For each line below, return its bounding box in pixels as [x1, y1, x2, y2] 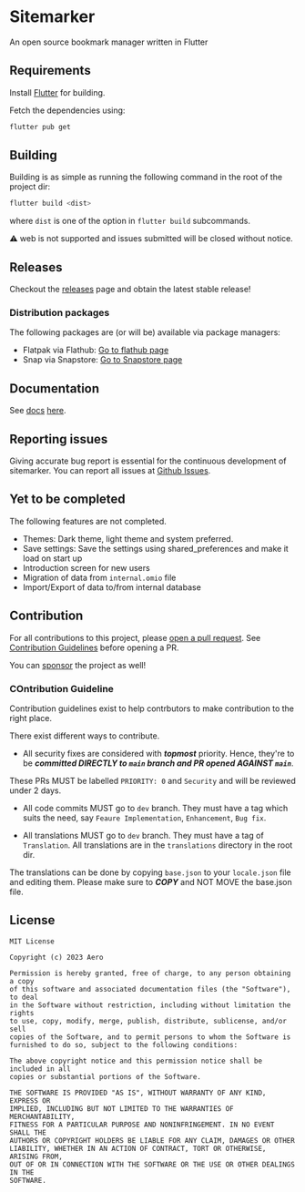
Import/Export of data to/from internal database [22, 581, 202, 593]
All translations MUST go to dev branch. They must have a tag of [22, 830, 264, 841]
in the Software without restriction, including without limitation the [9, 1000, 291, 1010]
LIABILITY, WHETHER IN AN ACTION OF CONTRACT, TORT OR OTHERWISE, [9, 1144, 267, 1153]
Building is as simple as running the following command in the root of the [9, 171, 283, 183]
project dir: [9, 181, 51, 192]
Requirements [9, 63, 91, 78]
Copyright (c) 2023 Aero [9, 953, 104, 962]
